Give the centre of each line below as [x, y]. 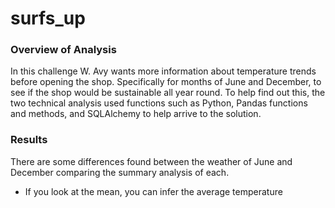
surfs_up [48, 18]
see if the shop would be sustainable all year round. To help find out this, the [168, 93]
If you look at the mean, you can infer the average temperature [153, 191]
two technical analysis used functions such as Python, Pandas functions [159, 103]
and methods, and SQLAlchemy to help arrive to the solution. [136, 114]
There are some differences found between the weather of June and [151, 161]
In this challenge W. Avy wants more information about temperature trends [163, 71]
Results [29, 140]
